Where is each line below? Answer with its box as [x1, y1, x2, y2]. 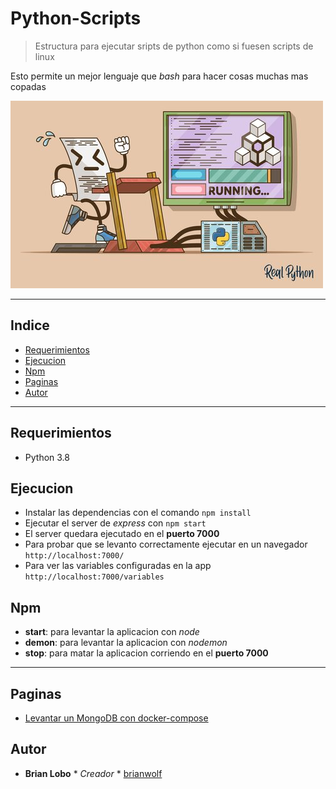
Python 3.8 [24, 451, 70, 463]
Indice [10, 317, 50, 334]
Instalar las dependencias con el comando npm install [24, 507, 252, 519]
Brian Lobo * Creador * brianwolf [24, 767, 163, 779]
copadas [10, 80, 47, 92]
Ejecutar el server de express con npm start [24, 517, 207, 529]
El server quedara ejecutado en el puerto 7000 [24, 528, 220, 540]
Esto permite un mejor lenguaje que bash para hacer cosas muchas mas [10, 70, 309, 82]
